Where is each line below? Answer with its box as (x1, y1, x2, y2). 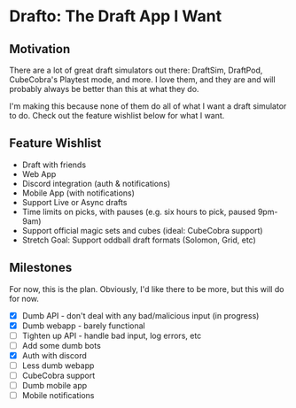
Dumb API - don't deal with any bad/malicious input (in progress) (21, 310, 260, 320)
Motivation (9, 42, 71, 57)
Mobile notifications (21, 390, 95, 401)
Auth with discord (21, 350, 87, 360)
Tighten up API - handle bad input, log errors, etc (21, 330, 202, 341)
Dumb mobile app (21, 381, 88, 391)
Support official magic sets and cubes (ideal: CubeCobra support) (21, 225, 263, 235)
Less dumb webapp (21, 360, 95, 371)
